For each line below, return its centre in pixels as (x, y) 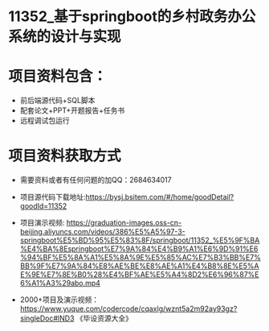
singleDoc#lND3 (47, 318)
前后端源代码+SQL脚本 (57, 101)
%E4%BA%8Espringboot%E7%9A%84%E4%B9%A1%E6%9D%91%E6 (139, 249)
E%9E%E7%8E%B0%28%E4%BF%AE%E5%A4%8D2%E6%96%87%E (139, 275)
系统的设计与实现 (65, 37)
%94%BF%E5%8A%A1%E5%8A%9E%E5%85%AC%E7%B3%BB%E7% (140, 258)
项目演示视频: (42, 223)
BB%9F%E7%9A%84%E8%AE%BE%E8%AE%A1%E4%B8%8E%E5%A (139, 266)
